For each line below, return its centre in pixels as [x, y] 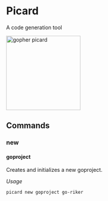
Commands [28, 126]
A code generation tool [34, 27]
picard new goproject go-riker [45, 192]
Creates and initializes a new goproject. [54, 170]
